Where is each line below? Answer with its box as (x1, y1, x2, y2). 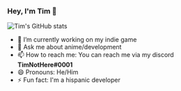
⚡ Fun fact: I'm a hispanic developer (17, 76, 120, 84)
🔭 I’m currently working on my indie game (17, 35, 137, 44)
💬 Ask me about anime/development (17, 43, 122, 51)
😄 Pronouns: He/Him (17, 68, 79, 76)
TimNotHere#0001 (17, 60, 73, 69)
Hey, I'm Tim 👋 (7, 6, 57, 16)
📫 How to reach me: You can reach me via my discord (17, 51, 174, 59)
